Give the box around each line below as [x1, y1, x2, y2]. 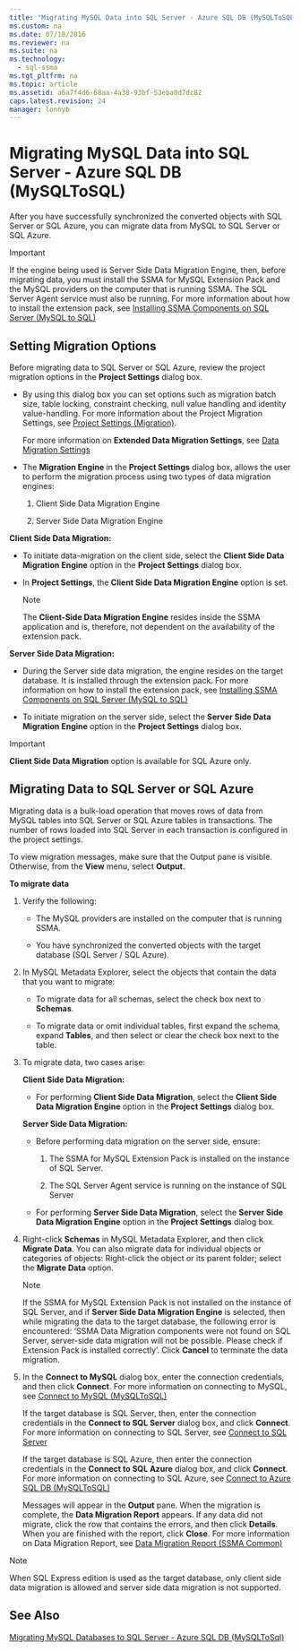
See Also [9, 1608, 60, 1623]
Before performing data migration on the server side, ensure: [35, 1135, 261, 1147]
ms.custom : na [9, 21, 63, 30]
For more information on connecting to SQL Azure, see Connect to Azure [21, 1473, 291, 1483]
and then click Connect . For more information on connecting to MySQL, [21, 1380, 288, 1391]
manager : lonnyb [9, 105, 70, 114]
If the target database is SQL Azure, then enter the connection [21, 1453, 253, 1465]
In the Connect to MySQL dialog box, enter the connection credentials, [21, 1372, 285, 1382]
